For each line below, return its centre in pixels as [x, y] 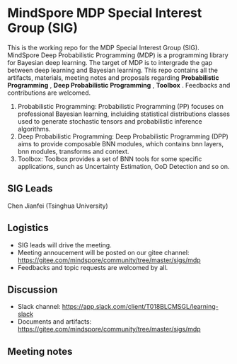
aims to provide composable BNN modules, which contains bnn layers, [121, 143]
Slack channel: [39, 307]
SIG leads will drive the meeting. [64, 245]
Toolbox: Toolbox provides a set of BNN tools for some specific [110, 159]
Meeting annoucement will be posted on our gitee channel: [103, 252]
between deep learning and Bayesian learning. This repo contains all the [112, 70]
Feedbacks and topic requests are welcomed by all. [93, 267]
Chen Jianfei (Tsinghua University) [58, 206]
